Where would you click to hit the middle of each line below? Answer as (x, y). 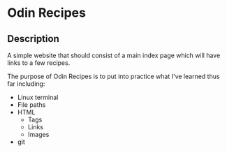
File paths (31, 105)
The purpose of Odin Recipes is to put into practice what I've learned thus (113, 76)
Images (38, 134)
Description (33, 39)
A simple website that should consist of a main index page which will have (114, 55)
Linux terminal (38, 97)
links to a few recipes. (39, 63)
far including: (26, 84)
